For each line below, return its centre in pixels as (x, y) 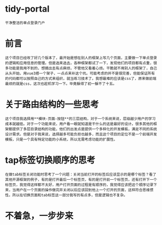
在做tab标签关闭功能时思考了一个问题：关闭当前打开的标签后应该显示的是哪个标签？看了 (81, 174)
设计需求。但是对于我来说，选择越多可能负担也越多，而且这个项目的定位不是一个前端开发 (81, 134)
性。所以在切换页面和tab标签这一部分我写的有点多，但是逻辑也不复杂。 (66, 195)
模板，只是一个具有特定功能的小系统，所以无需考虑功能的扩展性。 (61, 139)
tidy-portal (27, 9)
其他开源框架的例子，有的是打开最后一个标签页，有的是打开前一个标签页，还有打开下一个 (81, 179)
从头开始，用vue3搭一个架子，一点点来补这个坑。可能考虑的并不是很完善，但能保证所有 (80, 73)
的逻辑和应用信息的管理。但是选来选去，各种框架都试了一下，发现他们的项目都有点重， (79, 63)
